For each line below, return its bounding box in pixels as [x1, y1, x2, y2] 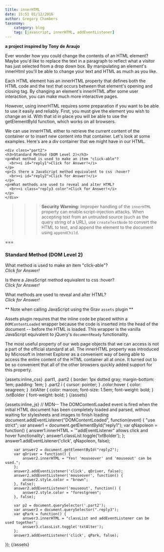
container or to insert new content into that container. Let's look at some [5, 133, 150, 139]
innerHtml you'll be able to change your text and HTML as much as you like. [5, 69, 158, 74]
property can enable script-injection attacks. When [41, 209, 144, 214]
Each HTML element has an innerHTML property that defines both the [5, 78, 146, 84]
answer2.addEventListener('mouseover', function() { [14, 473, 123, 478]
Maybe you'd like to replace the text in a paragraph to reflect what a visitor [5, 58, 155, 64]
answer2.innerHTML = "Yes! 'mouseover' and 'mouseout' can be [22, 456, 152, 461]
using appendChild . [41, 230, 80, 235]
